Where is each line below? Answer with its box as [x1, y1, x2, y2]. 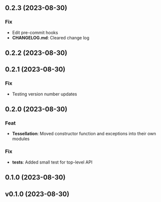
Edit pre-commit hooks [12, 29, 58, 36]
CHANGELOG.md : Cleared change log [12, 35, 89, 40]
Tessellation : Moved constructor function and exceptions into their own [12, 131, 157, 137]
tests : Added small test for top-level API [12, 159, 92, 165]
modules [12, 136, 30, 142]
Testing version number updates [12, 91, 77, 97]
